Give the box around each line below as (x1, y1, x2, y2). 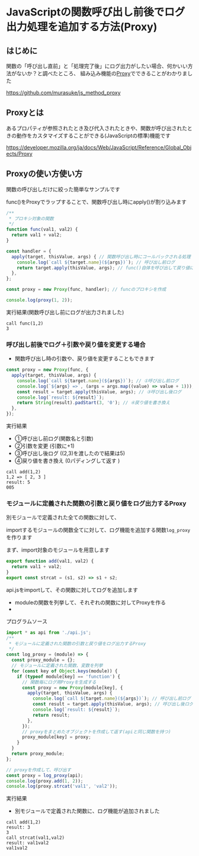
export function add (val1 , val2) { (6, 558, 94, 565)
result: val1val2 (6, 840, 49, 846)
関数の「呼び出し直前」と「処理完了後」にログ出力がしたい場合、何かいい (6, 63, 188, 69)
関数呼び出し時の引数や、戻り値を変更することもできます (14, 355, 155, 362)
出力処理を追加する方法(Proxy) (6, 20, 158, 34)
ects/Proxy (6, 150, 33, 157)
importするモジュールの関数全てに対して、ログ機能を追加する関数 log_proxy (6, 527, 191, 534)
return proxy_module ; (11, 751, 65, 757)
